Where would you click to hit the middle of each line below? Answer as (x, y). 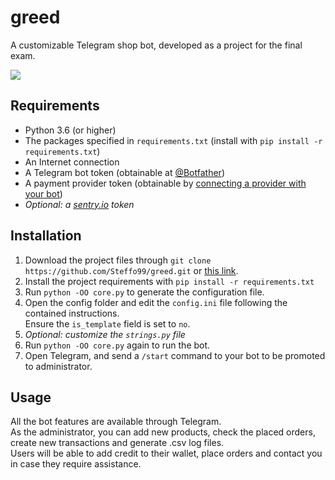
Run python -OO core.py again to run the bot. (117, 345)
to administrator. (58, 366)
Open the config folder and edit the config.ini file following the (156, 302)
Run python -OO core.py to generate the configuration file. (144, 292)
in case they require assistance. (76, 464)
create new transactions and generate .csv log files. (117, 443)
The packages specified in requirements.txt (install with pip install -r (173, 140)
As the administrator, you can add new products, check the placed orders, (163, 432)
